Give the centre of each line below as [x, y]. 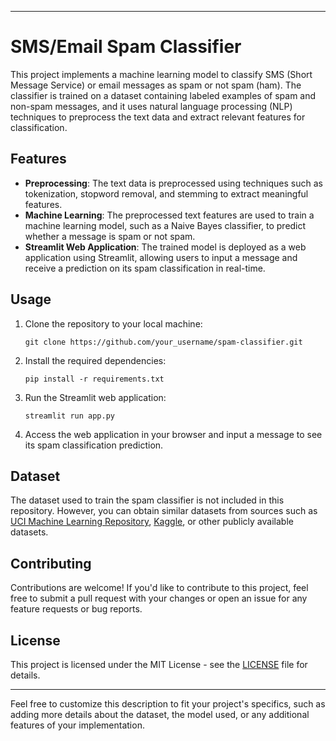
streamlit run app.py [69, 416]
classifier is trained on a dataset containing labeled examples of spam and [163, 95]
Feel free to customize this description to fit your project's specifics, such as [168, 704]
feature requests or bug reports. [76, 609]
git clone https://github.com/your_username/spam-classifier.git [163, 342]
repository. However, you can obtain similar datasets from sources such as [164, 511]
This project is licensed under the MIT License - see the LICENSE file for [159, 664]
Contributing [51, 563]
